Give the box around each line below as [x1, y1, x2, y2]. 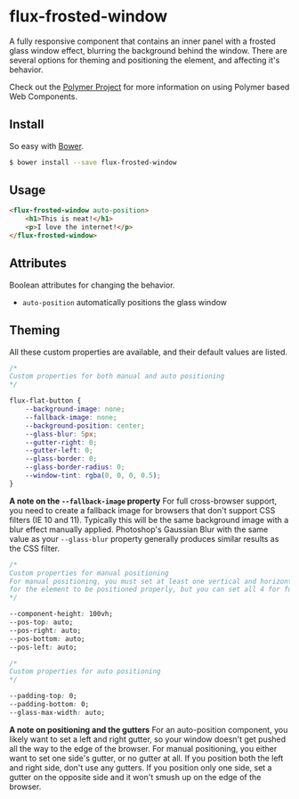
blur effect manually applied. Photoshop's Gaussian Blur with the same [9, 524, 269, 535]
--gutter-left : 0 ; [25, 446, 93, 455]
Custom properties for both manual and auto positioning [9, 372, 225, 381]
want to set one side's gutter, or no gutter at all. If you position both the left [9, 753, 284, 763]
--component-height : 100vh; [9, 610, 114, 619]
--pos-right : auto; [9, 626, 82, 635]
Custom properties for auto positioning [9, 667, 162, 676]
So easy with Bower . [9, 140, 85, 151]
